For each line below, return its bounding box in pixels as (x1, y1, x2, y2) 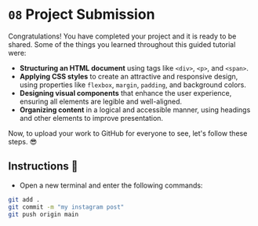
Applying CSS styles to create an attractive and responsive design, (19, 71, 238, 81)
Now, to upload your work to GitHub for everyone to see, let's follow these (8, 128, 248, 138)
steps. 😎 (8, 137, 38, 146)
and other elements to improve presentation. (19, 113, 163, 122)
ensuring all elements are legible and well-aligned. (19, 97, 183, 106)
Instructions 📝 (8, 159, 78, 173)
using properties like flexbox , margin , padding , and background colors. (19, 80, 247, 89)
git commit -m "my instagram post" (8, 202, 125, 211)
